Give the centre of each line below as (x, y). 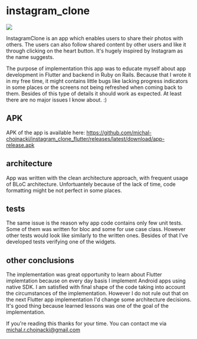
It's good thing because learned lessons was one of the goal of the (88, 306)
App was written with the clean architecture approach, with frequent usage (97, 177)
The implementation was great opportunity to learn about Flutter (84, 275)
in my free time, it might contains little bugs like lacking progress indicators (97, 81)
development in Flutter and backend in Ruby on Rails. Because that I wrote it (99, 74)
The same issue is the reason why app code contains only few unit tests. (94, 223)
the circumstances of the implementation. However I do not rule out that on (97, 294)
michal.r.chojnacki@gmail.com (43, 330)
